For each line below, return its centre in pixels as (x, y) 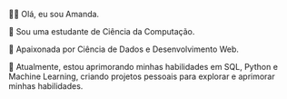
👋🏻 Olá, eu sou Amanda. (54, 14)
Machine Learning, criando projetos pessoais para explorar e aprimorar (142, 76)
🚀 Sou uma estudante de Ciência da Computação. (102, 31)
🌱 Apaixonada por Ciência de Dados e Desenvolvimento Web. (124, 49)
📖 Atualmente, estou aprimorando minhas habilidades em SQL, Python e (143, 67)
